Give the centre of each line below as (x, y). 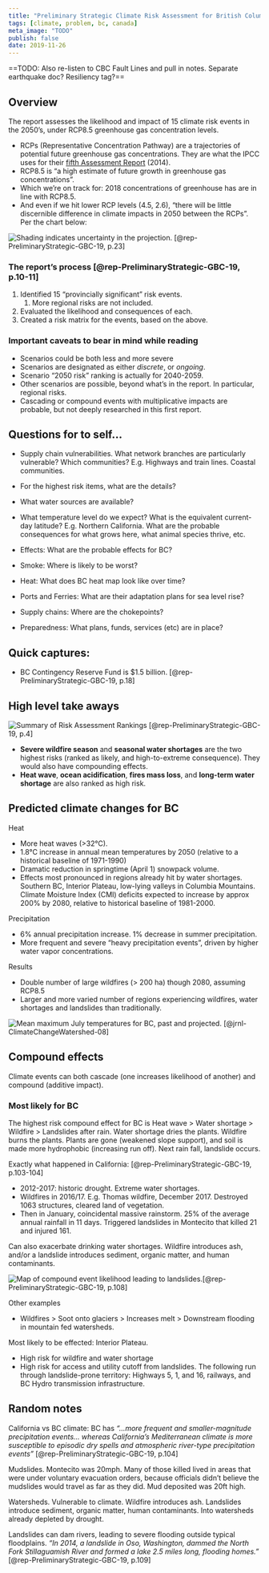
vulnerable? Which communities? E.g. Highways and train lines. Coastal (138, 463)
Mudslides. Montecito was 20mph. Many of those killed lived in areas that (130, 1469)
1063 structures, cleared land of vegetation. (92, 1205)
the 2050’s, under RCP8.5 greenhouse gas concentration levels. (114, 130)
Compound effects (56, 1057)
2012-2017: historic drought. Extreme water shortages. (110, 1188)
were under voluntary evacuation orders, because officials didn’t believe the (134, 1478)
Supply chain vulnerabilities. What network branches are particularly (133, 454)
